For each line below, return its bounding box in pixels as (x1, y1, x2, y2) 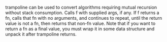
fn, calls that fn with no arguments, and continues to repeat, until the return (5, 15, 162, 21)
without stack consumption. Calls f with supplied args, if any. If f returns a (5, 10, 159, 16)
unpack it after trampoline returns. (5, 31, 77, 37)
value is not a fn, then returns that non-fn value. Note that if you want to (5, 20, 156, 26)
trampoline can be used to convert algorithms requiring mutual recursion (5, 5, 157, 10)
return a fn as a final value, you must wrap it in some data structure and (5, 26, 155, 32)
